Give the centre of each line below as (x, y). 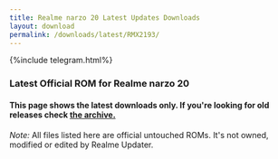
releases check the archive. (62, 115)
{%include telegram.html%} (61, 61)
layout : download (42, 26)
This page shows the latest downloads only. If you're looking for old (139, 105)
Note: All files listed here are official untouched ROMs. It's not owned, (139, 135)
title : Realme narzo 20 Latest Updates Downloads (105, 18)
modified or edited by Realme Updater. (81, 145)
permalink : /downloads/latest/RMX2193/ (85, 34)
